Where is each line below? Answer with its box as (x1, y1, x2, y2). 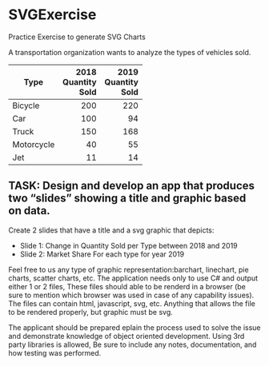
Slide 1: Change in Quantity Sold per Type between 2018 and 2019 (19, 241, 238, 250)
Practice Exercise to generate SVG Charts (8, 32, 146, 42)
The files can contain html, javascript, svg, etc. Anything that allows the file (8, 298, 256, 308)
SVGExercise (8, 6, 97, 24)
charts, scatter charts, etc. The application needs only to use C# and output (8, 273, 259, 283)
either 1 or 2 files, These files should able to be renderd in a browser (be (8, 281, 246, 291)
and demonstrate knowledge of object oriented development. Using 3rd (8, 331, 245, 340)
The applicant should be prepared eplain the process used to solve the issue (8, 322, 261, 332)
